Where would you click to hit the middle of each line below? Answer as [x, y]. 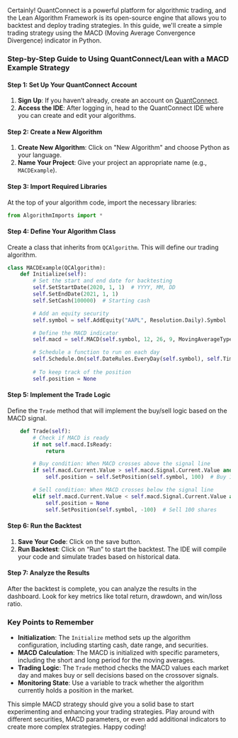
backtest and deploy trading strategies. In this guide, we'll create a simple [115, 25]
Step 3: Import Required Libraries [57, 186]
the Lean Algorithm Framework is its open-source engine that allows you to [117, 18]
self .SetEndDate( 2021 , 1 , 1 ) [76, 294]
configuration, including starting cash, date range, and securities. [113, 645]
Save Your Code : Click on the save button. [80, 541]
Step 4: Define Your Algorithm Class [62, 231]
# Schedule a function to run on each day [96, 352]
